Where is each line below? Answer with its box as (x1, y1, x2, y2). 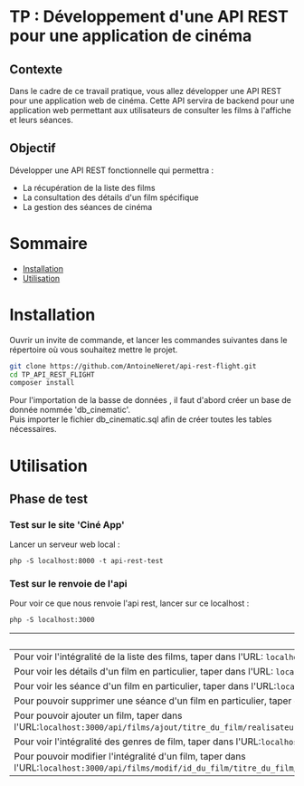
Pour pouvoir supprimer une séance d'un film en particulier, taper (14, 695, 292, 707)
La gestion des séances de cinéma (22, 201, 153, 212)
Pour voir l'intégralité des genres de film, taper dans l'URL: (14, 735, 261, 748)
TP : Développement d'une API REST (9, 6, 290, 27)
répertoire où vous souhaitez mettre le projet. (9, 344, 178, 355)
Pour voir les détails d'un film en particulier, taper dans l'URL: (14, 666, 274, 678)
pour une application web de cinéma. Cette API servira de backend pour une (9, 95, 295, 106)
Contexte (9, 62, 63, 77)
